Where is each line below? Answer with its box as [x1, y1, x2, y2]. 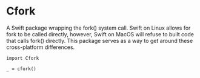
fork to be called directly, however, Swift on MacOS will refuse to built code [6, 30, 194, 37]
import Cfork [6, 55, 39, 61]
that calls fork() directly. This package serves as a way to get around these [6, 37, 193, 44]
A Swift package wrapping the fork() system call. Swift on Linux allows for [6, 24, 191, 31]
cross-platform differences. [6, 44, 75, 51]
